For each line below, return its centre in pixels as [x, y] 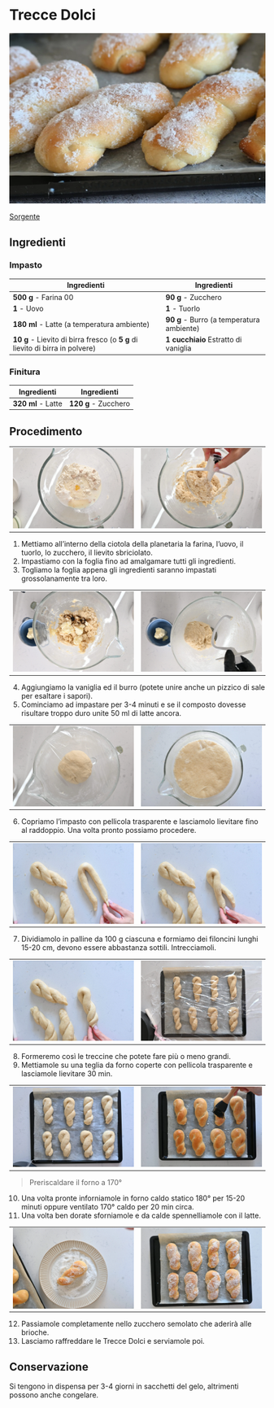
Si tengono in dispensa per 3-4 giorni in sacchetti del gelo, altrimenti [124, 1386]
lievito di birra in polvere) [54, 348]
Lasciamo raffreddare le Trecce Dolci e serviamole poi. [113, 1341]
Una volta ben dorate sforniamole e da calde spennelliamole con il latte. [141, 1215]
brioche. [35, 1332]
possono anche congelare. [54, 1395]
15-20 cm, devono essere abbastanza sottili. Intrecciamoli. [118, 948]
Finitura [25, 372]
